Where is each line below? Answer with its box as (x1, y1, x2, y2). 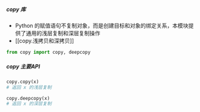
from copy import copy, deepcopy (6, 49, 91, 55)
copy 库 (6, 5, 26, 13)
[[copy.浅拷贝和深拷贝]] (15, 37, 75, 44)
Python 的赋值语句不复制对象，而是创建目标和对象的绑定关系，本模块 (15, 22, 189, 29)
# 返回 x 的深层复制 (6, 100, 52, 107)
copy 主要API (6, 63, 41, 70)
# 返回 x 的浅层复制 (6, 84, 52, 90)
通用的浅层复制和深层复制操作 (25, 29, 101, 36)
